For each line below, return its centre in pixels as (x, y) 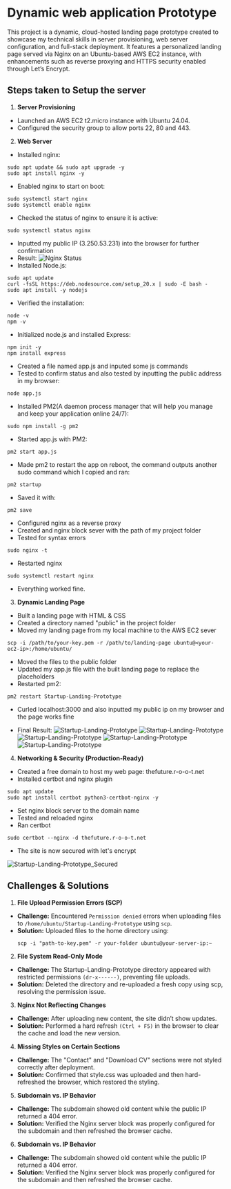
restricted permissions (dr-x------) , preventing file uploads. (103, 977)
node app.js (24, 393)
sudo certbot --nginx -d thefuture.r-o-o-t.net (77, 838)
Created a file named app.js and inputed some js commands (102, 366)
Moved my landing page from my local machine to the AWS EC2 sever (117, 630)
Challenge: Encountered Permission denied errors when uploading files (119, 916)
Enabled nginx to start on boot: (61, 186)
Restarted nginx (40, 563)
